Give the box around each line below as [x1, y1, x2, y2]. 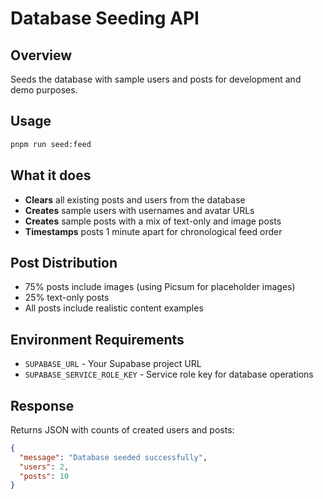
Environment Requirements [10, 331, 185, 348]
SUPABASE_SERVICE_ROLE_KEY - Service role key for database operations [24, 368, 314, 381]
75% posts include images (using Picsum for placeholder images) [24, 281, 296, 293]
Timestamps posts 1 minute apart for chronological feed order [24, 225, 283, 237]
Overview [10, 47, 73, 64]
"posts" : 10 [19, 471, 70, 481]
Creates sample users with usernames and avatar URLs [24, 204, 255, 216]
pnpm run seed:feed [10, 139, 92, 149]
